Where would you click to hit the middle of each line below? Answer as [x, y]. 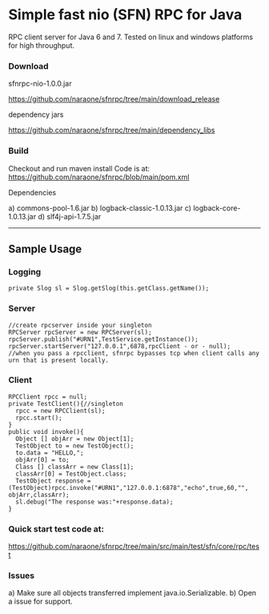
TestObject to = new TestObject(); [75, 446]
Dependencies [32, 192]
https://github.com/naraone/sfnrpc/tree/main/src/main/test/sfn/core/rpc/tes [134, 547]
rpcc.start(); [39, 418]
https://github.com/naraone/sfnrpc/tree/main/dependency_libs [112, 130]
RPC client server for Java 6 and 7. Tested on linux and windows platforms [131, 37]
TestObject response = [53, 481]
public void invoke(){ [46, 431]
